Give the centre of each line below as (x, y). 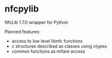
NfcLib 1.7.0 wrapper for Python (36, 22)
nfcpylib (22, 9)
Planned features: (22, 31)
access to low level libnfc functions (47, 41)
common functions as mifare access (48, 51)
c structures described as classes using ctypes (59, 46)
